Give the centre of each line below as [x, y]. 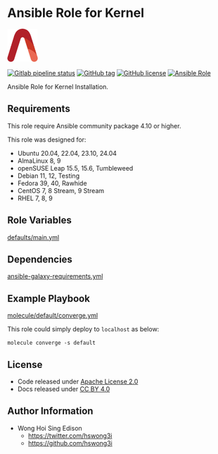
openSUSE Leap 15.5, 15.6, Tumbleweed [75, 168]
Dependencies [40, 259]
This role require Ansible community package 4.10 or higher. [94, 125]
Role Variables [39, 220]
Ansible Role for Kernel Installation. [58, 87]
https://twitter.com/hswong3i [70, 436]
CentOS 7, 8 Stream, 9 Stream [61, 190]
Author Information [50, 411]
